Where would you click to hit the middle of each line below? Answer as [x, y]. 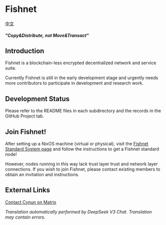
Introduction [25, 51]
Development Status [37, 99]
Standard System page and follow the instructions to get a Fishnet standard [82, 149]
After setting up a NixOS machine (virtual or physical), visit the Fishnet [77, 143]
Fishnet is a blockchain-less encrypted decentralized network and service [81, 63]
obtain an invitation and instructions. [42, 174]
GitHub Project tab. [25, 116]
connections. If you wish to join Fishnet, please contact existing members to [83, 169]
